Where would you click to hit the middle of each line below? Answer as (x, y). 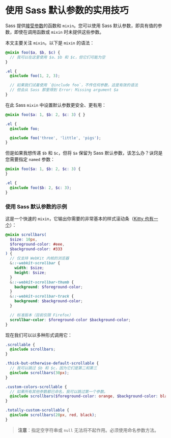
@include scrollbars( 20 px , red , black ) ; (53, 415)
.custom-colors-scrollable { (36, 387)
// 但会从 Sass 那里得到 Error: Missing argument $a (64, 90)
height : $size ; (31, 273)
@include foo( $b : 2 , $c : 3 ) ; (41, 188)
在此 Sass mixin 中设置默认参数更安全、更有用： (56, 105)
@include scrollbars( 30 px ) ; (40, 373)
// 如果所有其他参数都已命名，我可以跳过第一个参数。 (59, 392)
